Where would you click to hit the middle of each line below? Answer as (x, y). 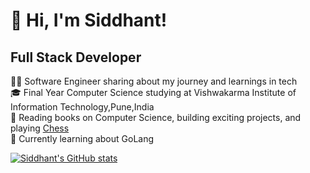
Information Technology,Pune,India (82, 107)
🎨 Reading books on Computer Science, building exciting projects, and (156, 117)
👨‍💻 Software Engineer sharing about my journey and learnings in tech (154, 81)
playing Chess (40, 128)
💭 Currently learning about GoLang (82, 138)
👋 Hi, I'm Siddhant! (89, 20)
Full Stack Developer (76, 57)
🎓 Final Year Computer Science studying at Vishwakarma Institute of (153, 92)
